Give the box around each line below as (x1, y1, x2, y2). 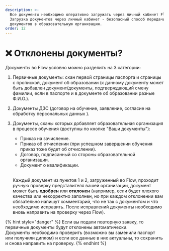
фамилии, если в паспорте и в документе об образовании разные (12, 90, 155, 96)
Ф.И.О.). (12, 96, 30, 102)
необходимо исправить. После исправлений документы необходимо (12, 204, 162, 210)
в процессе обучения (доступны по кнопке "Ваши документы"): (12, 126, 151, 132)
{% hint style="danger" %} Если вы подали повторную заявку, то (5, 219, 144, 225)
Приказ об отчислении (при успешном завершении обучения (20, 141, 152, 147)
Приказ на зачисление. (20, 136, 70, 142)
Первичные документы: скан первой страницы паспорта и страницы (12, 74, 162, 80)
